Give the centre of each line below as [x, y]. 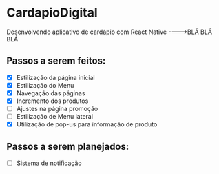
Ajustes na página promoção [57, 109]
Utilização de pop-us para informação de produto [87, 124]
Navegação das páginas [51, 93]
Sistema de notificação [49, 163]
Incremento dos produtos [52, 101]
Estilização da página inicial [55, 77]
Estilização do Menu [45, 85]
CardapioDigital [52, 13]
